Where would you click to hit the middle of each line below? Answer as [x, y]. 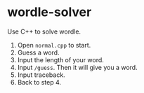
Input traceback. [41, 75]
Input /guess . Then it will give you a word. [78, 67]
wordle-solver [50, 12]
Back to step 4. [39, 82]
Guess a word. [38, 52]
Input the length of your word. [60, 59]
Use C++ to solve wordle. [44, 31]
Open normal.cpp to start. [54, 45]
